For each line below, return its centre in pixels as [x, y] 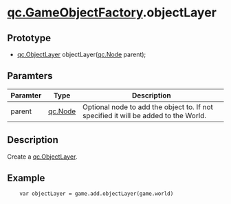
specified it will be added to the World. [144, 115]
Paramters [30, 76]
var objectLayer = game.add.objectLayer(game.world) [97, 194]
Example [26, 178]
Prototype [29, 38]
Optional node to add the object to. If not [147, 106]
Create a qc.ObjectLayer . [42, 157]
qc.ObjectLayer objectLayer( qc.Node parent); [81, 54]
